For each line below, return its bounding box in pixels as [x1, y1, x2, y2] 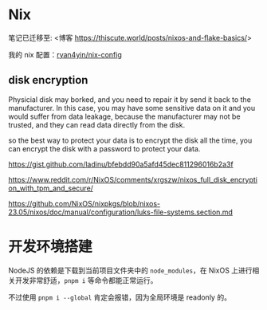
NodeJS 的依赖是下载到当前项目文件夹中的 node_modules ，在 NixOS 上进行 [8, 265, 253, 275]
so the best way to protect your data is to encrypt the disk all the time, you [8, 135, 253, 145]
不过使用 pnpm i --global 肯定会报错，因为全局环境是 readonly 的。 [8, 292, 231, 302]
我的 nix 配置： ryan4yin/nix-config [8, 49, 122, 59]
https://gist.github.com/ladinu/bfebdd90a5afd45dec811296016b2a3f [8, 159, 234, 169]
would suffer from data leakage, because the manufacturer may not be [8, 112, 241, 121]
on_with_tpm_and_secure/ [8, 183, 94, 193]
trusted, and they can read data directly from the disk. [8, 120, 186, 129]
